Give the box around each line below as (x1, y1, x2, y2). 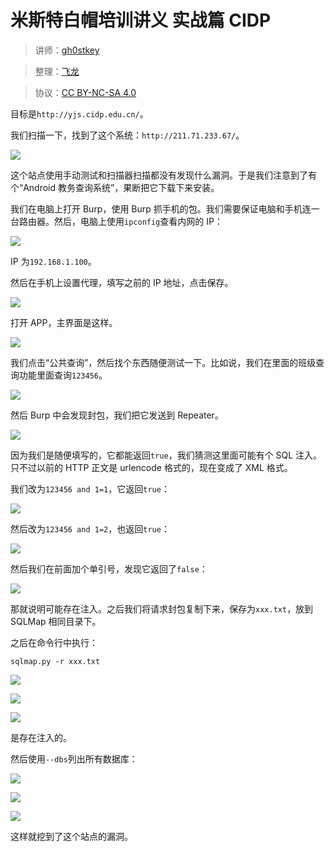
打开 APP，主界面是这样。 (10, 316, 118, 328)
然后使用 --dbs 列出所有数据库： (10, 752, 138, 765)
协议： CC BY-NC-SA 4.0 (34, 86, 137, 98)
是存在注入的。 (10, 731, 72, 743)
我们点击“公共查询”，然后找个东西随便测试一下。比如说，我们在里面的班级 (10, 356, 317, 368)
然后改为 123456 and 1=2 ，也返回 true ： (10, 522, 170, 535)
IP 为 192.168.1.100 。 (10, 255, 97, 267)
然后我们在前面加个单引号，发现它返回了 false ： (10, 562, 208, 575)
